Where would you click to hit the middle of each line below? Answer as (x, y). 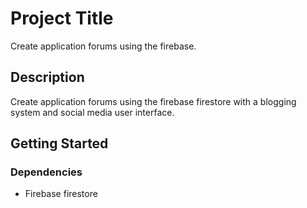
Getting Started (59, 143)
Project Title (62, 18)
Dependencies (46, 172)
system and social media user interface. (92, 112)
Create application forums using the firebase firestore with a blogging (153, 101)
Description (47, 77)
